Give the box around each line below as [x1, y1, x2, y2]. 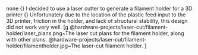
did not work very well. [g [6, 23, 69, 30]
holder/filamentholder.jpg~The [6, 42, 81, 49]
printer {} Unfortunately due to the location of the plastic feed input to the [6, 11, 186, 18]
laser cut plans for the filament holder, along [76, 30, 184, 37]
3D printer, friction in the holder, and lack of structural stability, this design [6, 18, 188, 24]
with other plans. [6, 36, 48, 43]
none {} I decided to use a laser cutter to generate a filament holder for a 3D [6, 5, 193, 12]
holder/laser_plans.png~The [6, 30, 76, 37]
